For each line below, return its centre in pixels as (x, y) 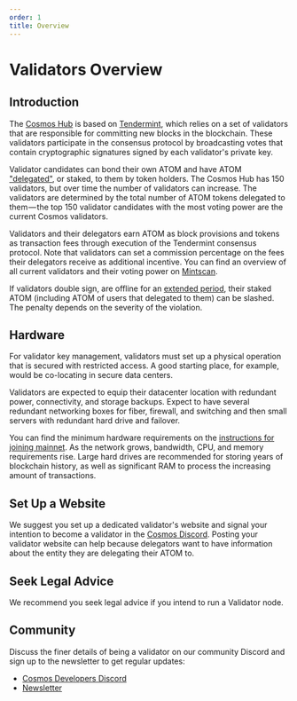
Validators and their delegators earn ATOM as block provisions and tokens (145, 233)
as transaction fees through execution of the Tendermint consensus (133, 243)
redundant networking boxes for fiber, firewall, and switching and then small (148, 411)
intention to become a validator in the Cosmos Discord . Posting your (134, 534)
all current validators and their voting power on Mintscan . (114, 271)
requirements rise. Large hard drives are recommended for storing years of (146, 457)
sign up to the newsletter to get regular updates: (97, 661)
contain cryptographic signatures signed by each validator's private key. (141, 152)
